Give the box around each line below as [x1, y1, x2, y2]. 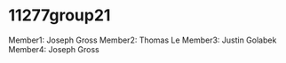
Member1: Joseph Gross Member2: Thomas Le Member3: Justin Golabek [8, 35, 277, 45]
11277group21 [8, 5, 111, 26]
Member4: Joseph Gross [8, 43, 99, 54]
